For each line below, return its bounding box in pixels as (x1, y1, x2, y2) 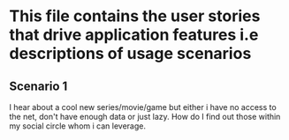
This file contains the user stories (9, 6, 261, 26)
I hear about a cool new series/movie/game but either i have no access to (9, 102, 277, 112)
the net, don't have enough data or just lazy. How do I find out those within (9, 112, 281, 122)
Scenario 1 (9, 78, 68, 93)
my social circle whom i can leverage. (9, 121, 146, 131)
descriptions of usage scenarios (9, 44, 252, 63)
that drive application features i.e (9, 25, 259, 45)
